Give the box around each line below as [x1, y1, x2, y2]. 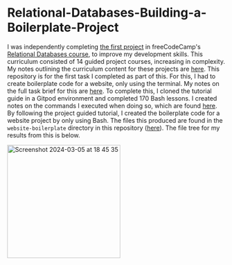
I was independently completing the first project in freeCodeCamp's [7, 42, 201, 51]
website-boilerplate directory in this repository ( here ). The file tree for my [7, 123, 220, 132]
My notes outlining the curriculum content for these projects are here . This [7, 65, 220, 73]
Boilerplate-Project [7, 19, 119, 35]
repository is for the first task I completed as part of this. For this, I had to [7, 71, 216, 80]
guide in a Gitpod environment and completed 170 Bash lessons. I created [7, 94, 217, 102]
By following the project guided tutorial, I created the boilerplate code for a [7, 109, 220, 117]
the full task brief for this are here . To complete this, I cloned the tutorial [7, 87, 213, 95]
